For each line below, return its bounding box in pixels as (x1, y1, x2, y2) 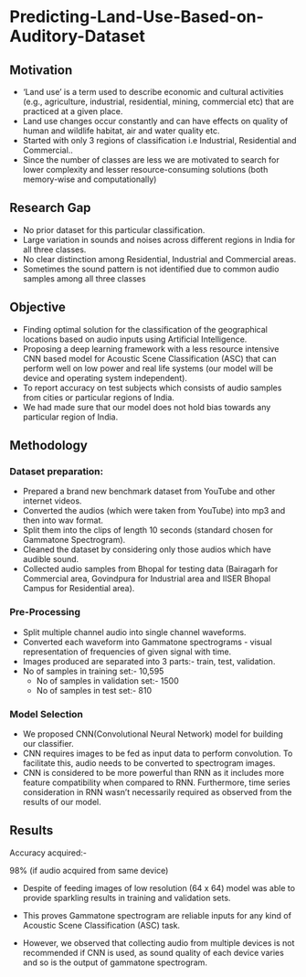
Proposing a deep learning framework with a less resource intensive (22, 343, 280, 354)
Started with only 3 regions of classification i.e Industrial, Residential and (22, 135, 297, 145)
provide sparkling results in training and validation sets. (22, 892, 231, 903)
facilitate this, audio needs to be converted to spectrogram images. (22, 757, 276, 769)
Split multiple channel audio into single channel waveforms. (22, 626, 247, 637)
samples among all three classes (22, 272, 146, 284)
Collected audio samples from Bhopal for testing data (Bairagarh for (22, 564, 279, 575)
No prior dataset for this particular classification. (22, 224, 206, 235)
